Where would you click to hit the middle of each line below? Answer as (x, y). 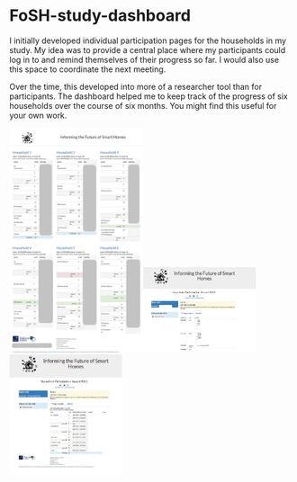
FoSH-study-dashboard (100, 16)
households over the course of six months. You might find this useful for (143, 105)
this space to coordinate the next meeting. (88, 69)
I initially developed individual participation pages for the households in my (148, 40)
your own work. (38, 115)
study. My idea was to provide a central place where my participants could (148, 49)
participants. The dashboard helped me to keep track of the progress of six (148, 96)
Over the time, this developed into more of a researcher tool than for (136, 86)
